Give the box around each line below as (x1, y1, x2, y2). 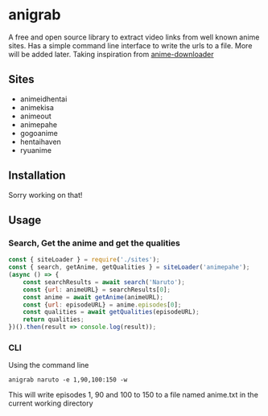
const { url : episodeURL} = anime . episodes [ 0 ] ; (23, 300, 182, 309)
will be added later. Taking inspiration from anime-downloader (8, 49, 215, 59)
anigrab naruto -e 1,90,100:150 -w (8, 376, 128, 384)
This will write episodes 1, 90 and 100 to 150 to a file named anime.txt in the (8, 390, 259, 400)
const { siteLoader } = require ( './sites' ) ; (8, 256, 160, 264)
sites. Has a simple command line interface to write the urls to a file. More (8, 40, 253, 50)
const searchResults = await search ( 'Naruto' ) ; (23, 278, 185, 286)
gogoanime (19, 128, 58, 138)
